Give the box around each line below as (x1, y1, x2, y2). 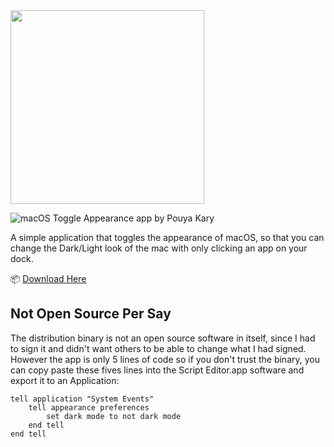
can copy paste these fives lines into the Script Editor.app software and (10, 364, 305, 376)
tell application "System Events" (10, 394, 155, 404)
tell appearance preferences (28, 402, 150, 413)
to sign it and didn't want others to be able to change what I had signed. (10, 342, 307, 354)
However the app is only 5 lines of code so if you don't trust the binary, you (10, 353, 320, 365)
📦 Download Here (10, 273, 87, 284)
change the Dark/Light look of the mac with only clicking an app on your (10, 242, 308, 254)
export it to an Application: (10, 374, 120, 386)
